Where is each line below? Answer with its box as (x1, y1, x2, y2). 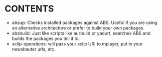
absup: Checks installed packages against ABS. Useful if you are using (11, 19, 158, 25)
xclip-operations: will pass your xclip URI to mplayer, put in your (11, 40, 143, 46)
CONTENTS (4, 3, 54, 14)
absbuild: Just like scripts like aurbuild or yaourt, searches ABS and (11, 30, 151, 36)
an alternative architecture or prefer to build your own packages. (11, 24, 145, 30)
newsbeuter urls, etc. (11, 46, 56, 52)
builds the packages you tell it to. (11, 35, 80, 41)
